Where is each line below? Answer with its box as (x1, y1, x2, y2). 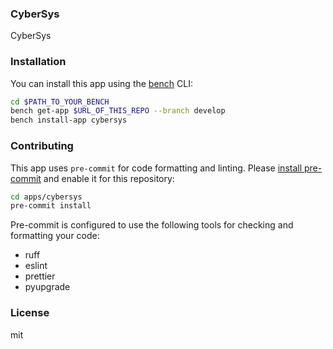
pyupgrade (24, 281, 71, 293)
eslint (24, 260, 48, 272)
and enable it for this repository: (43, 172, 175, 184)
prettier (24, 270, 56, 282)
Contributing (10, 139, 74, 153)
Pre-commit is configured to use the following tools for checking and (10, 219, 294, 231)
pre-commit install (10, 201, 92, 211)
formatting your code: (10, 230, 100, 242)
